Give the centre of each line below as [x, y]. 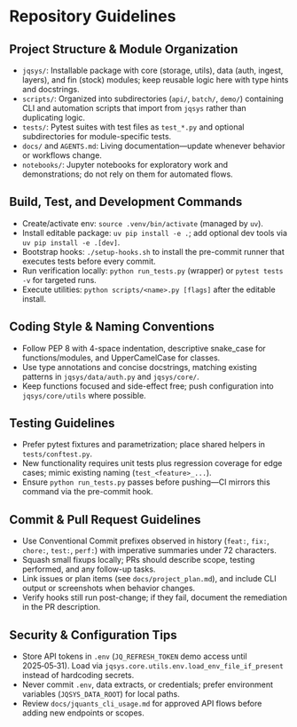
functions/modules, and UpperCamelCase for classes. [121, 358]
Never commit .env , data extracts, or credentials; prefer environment [147, 684]
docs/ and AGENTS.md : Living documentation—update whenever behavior [153, 146]
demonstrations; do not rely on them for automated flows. [127, 174]
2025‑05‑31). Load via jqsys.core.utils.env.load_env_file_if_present [152, 666]
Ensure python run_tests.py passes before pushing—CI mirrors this [146, 482]
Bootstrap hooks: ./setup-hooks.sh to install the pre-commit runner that [153, 251]
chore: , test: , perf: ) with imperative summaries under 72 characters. [149, 550]
